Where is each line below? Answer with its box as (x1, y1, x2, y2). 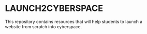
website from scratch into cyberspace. (5, 23, 82, 29)
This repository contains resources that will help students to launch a (5, 19, 143, 24)
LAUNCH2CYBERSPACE (5, 3, 103, 14)
